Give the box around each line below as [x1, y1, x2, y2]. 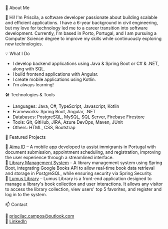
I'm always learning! [12, 82, 54, 87]
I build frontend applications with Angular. [12, 71, 98, 77]
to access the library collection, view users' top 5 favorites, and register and [5, 186, 162, 192]
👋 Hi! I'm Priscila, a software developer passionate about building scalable [5, 14, 157, 20]
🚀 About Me [5, 5, 30, 10]
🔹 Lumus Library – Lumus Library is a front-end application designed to [5, 176, 152, 182]
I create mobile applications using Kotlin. [12, 76, 96, 82]
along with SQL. [12, 66, 45, 72]
